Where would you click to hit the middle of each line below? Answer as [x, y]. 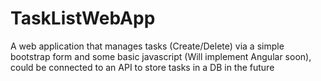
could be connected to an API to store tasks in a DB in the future [142, 67]
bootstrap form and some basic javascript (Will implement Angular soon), [161, 56]
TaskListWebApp [83, 18]
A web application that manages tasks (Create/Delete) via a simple [147, 46]
